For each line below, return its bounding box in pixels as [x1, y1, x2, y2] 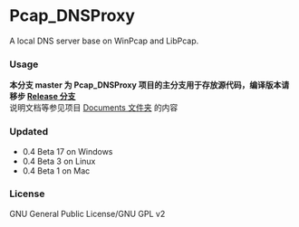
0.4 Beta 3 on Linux [22, 156, 96, 166]
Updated [9, 126, 48, 138]
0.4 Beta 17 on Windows [22, 146, 113, 156]
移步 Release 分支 [9, 91, 76, 102]
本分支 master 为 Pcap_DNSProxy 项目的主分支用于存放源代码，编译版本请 [9, 80, 290, 90]
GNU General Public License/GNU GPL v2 [9, 208, 166, 219]
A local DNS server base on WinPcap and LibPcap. [9, 35, 199, 46]
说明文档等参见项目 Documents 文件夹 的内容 [9, 102, 178, 113]
